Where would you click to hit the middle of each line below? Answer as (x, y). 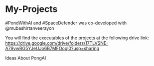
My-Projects (31, 9)
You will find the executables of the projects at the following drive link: (77, 38)
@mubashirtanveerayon (30, 28)
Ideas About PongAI (26, 58)
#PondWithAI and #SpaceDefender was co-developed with (66, 23)
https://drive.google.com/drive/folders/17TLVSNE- (57, 43)
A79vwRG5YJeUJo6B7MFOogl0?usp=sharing (52, 48)
